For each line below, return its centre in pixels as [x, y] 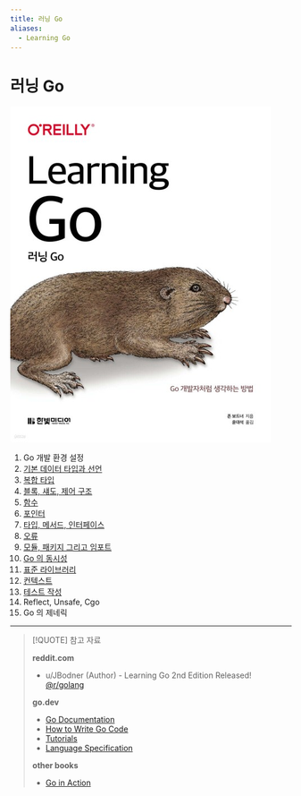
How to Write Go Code [87, 729]
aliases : [26, 28]
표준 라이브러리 [50, 569]
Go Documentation [80, 720]
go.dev [46, 702]
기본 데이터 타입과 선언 [63, 469]
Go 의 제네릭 [45, 612]
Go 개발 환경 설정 [53, 458]
